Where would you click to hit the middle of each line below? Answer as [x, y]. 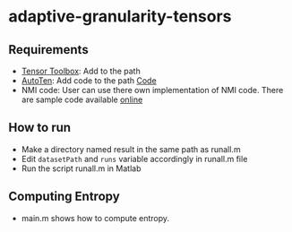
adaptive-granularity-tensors [120, 17]
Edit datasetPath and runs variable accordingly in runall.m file [134, 159]
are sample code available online [82, 99]
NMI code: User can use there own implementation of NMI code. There [152, 90]
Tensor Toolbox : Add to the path [81, 71]
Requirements [48, 50]
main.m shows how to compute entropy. [95, 218]
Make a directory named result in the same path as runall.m [131, 149]
